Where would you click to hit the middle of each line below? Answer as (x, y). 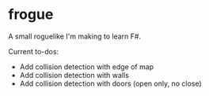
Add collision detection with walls (74, 75)
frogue (31, 15)
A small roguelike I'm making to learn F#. (74, 36)
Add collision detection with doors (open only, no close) (110, 83)
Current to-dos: (34, 51)
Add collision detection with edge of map (87, 66)
